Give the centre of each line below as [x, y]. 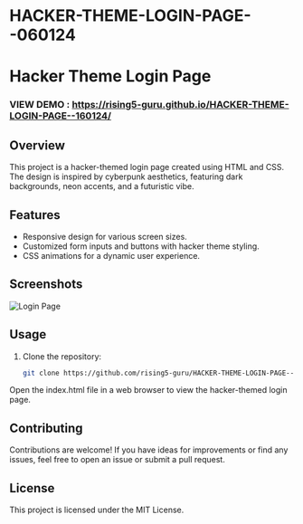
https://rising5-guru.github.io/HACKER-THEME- [180, 105]
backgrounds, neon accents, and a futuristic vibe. [102, 186]
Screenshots [46, 285]
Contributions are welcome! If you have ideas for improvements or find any [149, 450]
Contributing [46, 428]
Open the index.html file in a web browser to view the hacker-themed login [148, 390]
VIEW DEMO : [40, 105]
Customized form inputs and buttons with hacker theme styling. [141, 246]
